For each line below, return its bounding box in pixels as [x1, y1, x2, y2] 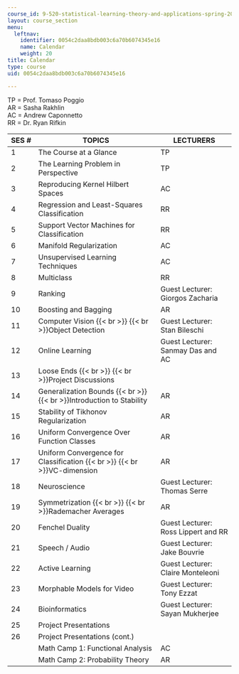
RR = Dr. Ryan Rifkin [7, 118, 66, 127]
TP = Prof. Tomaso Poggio [7, 95, 85, 104]
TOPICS [82, 135, 110, 145]
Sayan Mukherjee [160, 609, 219, 619]
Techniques [38, 261, 78, 271]
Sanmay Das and [160, 346, 217, 355]
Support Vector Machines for [38, 220, 135, 230]
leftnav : [14, 30, 40, 38]
